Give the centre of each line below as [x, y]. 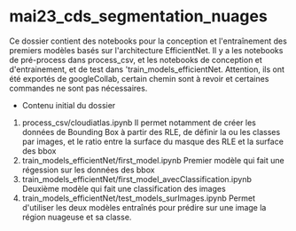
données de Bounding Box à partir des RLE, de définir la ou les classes [151, 131]
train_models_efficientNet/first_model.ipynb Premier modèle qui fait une [153, 160]
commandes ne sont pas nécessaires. [78, 88]
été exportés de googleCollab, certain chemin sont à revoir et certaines [139, 78]
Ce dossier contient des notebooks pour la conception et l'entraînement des [148, 41]
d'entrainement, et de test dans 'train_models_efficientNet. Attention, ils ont [147, 69]
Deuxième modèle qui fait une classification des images [124, 188]
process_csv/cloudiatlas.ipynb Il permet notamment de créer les [139, 123]
